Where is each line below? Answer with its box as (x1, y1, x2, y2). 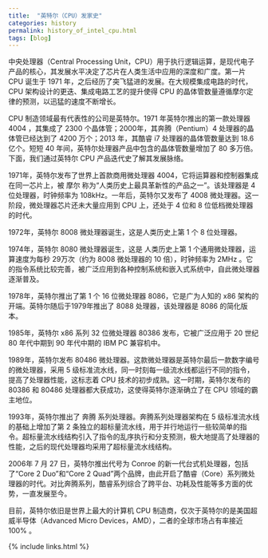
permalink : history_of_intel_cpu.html (8, 26, 137, 34)
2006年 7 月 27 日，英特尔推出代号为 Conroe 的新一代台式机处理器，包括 (8, 459, 249, 469)
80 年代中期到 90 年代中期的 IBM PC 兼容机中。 (8, 338, 165, 348)
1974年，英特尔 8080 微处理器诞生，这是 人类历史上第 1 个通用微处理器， (8, 244, 250, 254)
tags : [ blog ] (8, 34, 52, 42)
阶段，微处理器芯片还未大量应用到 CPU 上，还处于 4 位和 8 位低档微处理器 (8, 200, 254, 210)
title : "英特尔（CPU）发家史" (8, 11, 103, 20)
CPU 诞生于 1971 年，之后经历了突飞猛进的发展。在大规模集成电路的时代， (8, 77, 253, 86)
